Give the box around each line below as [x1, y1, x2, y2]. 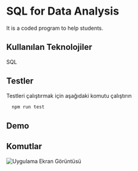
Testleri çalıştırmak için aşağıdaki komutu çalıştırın [6, 92, 132, 99]
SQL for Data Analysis [6, 4, 120, 18]
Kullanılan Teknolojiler [6, 42, 92, 52]
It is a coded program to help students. [6, 24, 103, 32]
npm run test [12, 103, 45, 110]
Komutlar [6, 141, 43, 152]
